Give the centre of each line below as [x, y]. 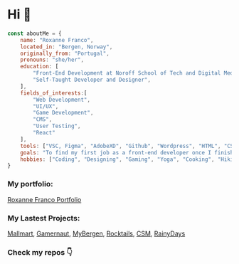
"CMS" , [43, 120]
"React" [44, 133]
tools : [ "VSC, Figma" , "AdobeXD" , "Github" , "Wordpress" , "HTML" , [121, 146]
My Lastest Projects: [44, 218]
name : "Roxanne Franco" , [57, 40]
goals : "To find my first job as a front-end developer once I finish [127, 152]
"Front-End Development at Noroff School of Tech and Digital [127, 73]
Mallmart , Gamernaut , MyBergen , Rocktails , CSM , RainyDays [96, 233]
